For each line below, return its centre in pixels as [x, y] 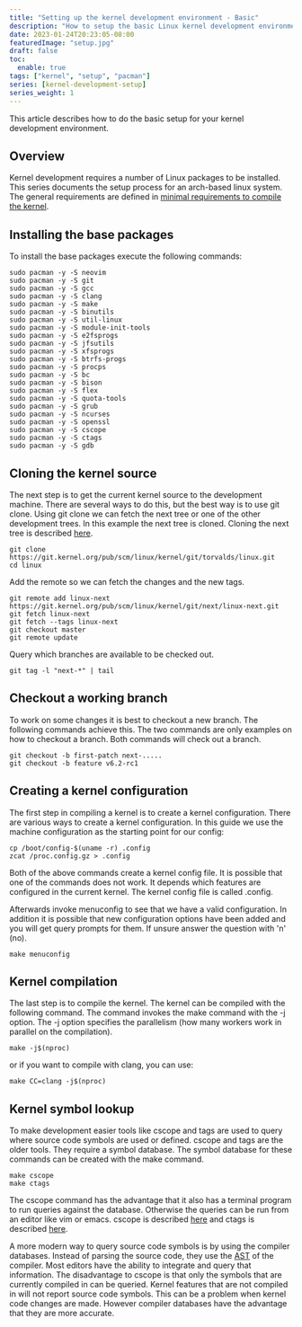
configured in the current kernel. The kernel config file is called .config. [142, 891]
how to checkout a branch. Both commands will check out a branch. [135, 739]
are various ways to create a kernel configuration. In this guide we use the [147, 822]
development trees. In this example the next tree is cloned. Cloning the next [149, 523]
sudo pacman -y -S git [52, 281]
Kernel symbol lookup [72, 1109]
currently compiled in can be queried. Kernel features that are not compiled [149, 1285]
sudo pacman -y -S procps [58, 367]
